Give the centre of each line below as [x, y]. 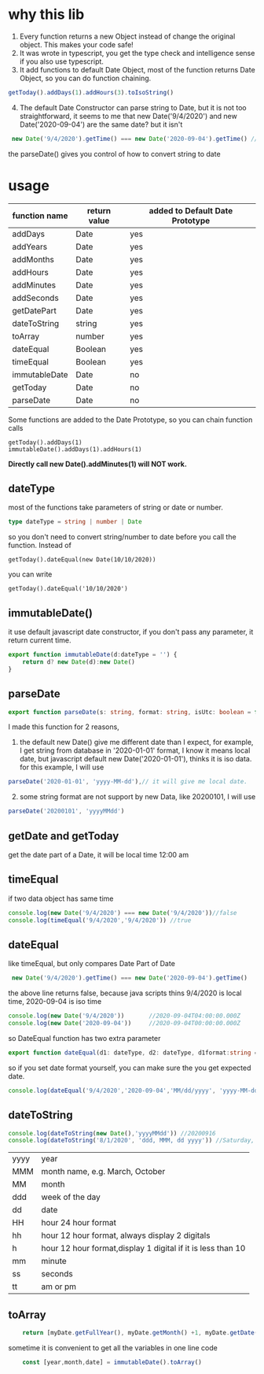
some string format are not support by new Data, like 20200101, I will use [137, 797]
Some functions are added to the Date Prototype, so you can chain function [130, 420]
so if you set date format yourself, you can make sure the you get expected [130, 1068]
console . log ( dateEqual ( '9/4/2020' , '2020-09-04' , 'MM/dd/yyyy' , [112, 1091]
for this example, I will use [62, 767]
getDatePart [35, 310]
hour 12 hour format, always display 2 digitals [126, 1235]
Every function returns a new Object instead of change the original [127, 36]
